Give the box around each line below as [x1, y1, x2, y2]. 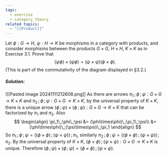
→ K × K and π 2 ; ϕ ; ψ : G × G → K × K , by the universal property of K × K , [5, 97, 159, 105]
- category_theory [10, 17, 49, 22]
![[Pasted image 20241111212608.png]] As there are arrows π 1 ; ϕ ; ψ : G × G [5, 91, 162, 98]
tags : [5, 7, 17, 13]
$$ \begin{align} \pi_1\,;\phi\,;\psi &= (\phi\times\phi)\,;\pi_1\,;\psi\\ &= [14, 119, 157, 125]
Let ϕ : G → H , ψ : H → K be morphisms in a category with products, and [5, 40, 158, 46]
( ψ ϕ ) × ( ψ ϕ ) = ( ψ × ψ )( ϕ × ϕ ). [54, 59, 117, 65]
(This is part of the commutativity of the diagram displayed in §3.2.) [5, 67, 146, 73]
